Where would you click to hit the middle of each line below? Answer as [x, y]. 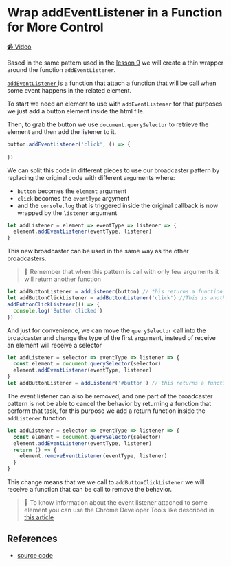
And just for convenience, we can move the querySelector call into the [107, 330]
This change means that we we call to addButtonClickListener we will [106, 482]
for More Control [56, 27]
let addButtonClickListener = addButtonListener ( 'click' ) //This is [107, 298]
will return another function [63, 279]
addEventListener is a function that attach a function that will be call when [112, 83]
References [32, 539]
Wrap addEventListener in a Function [115, 13]
